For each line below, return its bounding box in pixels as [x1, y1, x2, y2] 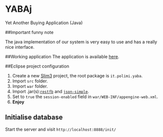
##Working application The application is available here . [5, 53, 120, 60]
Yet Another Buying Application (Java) [5, 20, 83, 26]
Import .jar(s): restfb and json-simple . [12, 88, 89, 94]
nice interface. [5, 44, 35, 50]
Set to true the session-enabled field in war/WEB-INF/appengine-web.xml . [12, 94, 158, 100]
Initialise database [5, 113, 63, 122]
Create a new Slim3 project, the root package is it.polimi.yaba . [12, 72, 143, 78]
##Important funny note [5, 29, 54, 35]
